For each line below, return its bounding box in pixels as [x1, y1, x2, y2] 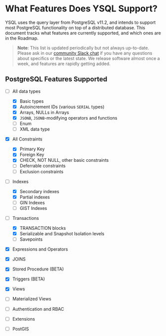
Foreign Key [19, 152, 45, 158]
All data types [12, 88, 41, 94]
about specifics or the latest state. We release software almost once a [17, 55, 160, 61]
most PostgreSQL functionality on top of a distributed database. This [5, 24, 145, 30]
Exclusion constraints [19, 168, 63, 174]
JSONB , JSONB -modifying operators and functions [19, 115, 117, 121]
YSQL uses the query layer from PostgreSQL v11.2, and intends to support [5, 19, 156, 25]
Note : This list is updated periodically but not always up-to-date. [17, 45, 150, 51]
